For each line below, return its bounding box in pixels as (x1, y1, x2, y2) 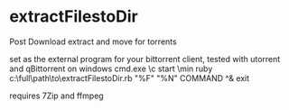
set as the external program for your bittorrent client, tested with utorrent (9, 53, 281, 64)
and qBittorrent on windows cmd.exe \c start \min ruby (9, 63, 213, 74)
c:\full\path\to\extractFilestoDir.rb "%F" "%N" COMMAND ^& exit (9, 72, 250, 83)
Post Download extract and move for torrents (9, 36, 178, 47)
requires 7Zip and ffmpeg (9, 90, 104, 101)
